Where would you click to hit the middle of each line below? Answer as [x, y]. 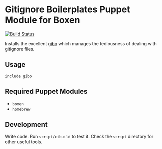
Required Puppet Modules [46, 92]
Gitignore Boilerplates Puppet [68, 9]
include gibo [19, 76]
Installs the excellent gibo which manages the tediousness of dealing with [81, 43]
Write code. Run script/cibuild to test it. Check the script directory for [79, 137]
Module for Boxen [43, 20]
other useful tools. [24, 142]
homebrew [21, 109]
